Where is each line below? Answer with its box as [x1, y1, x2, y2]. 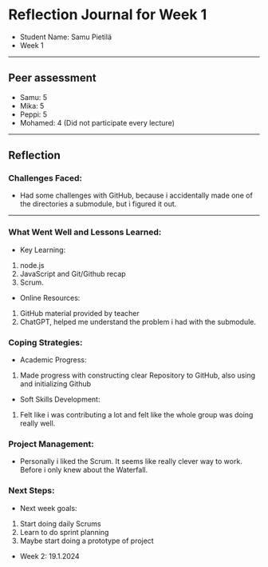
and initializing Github [19, 379, 92, 389]
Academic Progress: [19, 355, 87, 365]
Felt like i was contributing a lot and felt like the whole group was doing [19, 410, 254, 420]
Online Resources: [19, 293, 81, 302]
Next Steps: [8, 485, 55, 497]
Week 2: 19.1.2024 [19, 551, 80, 561]
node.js [19, 260, 45, 270]
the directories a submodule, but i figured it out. [19, 199, 177, 209]
